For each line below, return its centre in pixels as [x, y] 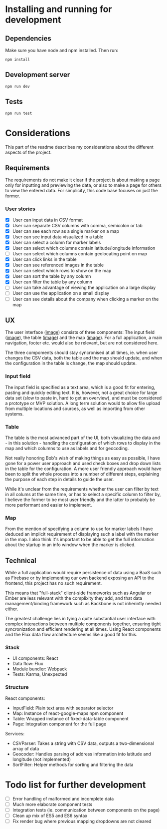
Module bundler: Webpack [40, 669]
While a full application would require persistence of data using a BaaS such [83, 573]
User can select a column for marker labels [57, 242]
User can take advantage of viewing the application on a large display [84, 288]
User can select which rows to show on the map [62, 271]
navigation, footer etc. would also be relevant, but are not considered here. [82, 343]
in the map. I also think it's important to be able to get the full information [80, 540]
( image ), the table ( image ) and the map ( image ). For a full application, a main [84, 338]
